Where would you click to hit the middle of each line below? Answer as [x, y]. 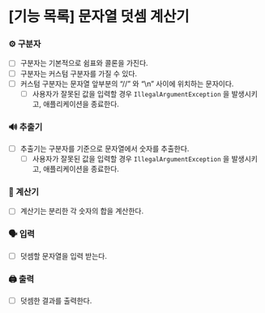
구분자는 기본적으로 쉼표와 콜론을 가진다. [84, 63]
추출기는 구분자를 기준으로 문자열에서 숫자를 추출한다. [105, 149]
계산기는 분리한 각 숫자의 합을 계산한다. [82, 211]
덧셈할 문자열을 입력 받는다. [64, 255]
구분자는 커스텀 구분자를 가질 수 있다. [79, 73]
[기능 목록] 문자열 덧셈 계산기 [99, 17]
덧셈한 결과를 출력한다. [56, 301]
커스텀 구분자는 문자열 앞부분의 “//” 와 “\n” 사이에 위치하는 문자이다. [127, 84]
